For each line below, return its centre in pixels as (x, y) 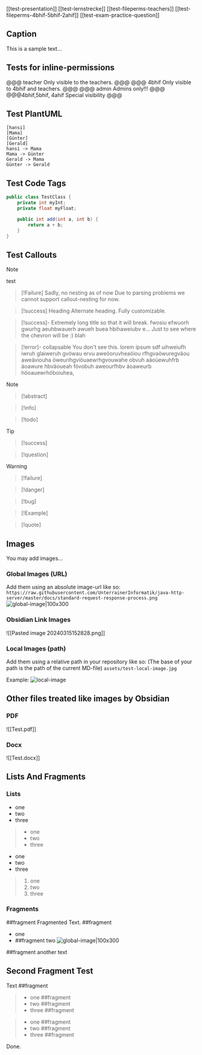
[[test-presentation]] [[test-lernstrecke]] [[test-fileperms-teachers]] (90, 9)
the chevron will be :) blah (53, 336)
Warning (17, 467)
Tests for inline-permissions (61, 68)
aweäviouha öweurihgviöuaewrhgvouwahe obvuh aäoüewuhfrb (100, 360)
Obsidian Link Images (39, 620)
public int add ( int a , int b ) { (58, 219)
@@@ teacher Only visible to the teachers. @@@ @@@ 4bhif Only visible (99, 82)
